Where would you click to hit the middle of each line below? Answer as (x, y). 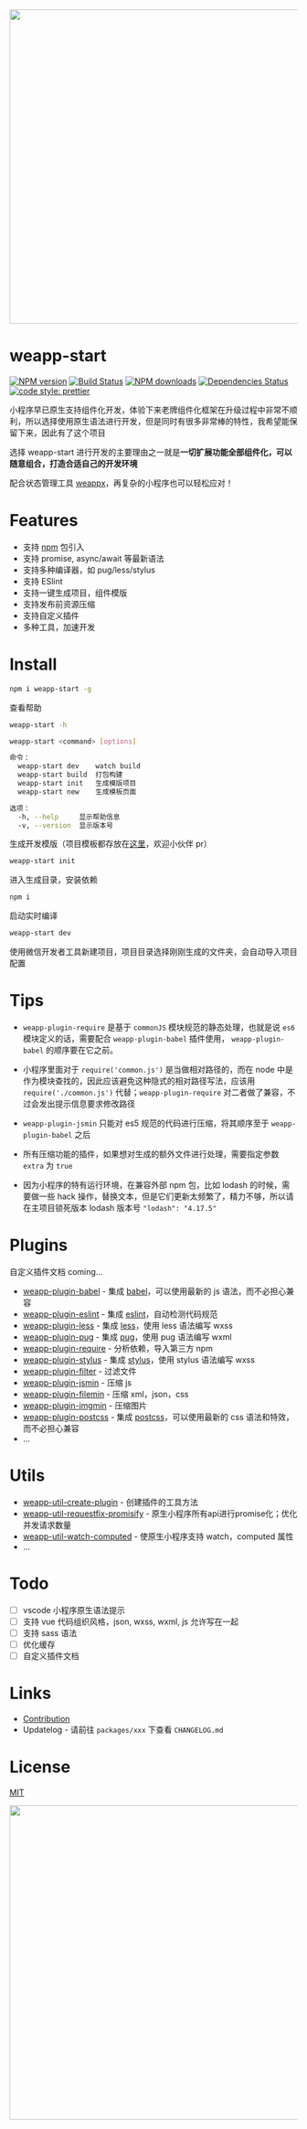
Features (44, 521)
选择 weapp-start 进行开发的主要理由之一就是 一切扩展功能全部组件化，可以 (151, 452)
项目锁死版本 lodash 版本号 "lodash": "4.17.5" (128, 1208)
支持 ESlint (42, 581)
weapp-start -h (38, 725)
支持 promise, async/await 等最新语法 (93, 558)
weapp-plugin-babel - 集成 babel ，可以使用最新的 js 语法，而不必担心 (154, 1291)
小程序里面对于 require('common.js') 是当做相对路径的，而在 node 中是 (158, 1070)
